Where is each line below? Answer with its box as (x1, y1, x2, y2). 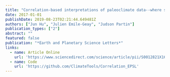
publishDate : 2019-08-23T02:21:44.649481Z (5, 17, 96, 22)
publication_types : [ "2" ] (5, 26, 60, 31)
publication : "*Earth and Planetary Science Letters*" (5, 41, 123, 46)
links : (5, 45, 19, 50)
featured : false (5, 36, 39, 41)
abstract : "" (5, 31, 33, 36)
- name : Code (10, 59, 37, 64)
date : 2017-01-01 (5, 12, 42, 17)
